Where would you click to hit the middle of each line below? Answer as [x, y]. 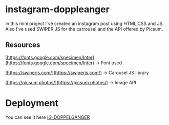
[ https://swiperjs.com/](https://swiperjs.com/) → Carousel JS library [77, 72]
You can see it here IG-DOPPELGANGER [48, 117]
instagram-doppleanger [58, 9]
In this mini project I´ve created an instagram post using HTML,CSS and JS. [84, 23]
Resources [23, 45]
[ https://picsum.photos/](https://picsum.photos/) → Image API [71, 82]
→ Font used [109, 63]
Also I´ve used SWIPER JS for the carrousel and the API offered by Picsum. [84, 29]
